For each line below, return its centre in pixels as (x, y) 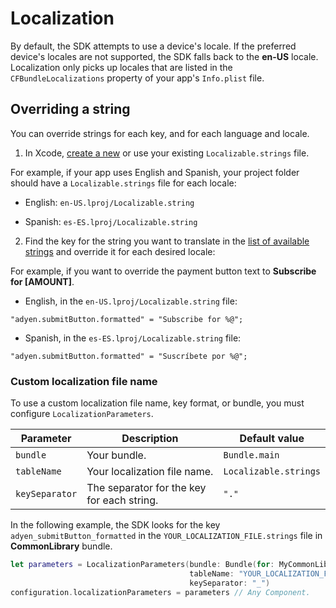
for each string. (122, 500)
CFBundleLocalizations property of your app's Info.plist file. (137, 78)
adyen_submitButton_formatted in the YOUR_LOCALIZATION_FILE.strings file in (166, 536)
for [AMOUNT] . (42, 281)
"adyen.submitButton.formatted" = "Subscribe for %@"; (127, 319)
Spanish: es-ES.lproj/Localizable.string (111, 221)
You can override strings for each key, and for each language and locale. (160, 133)
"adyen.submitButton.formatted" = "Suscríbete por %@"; (129, 356)
